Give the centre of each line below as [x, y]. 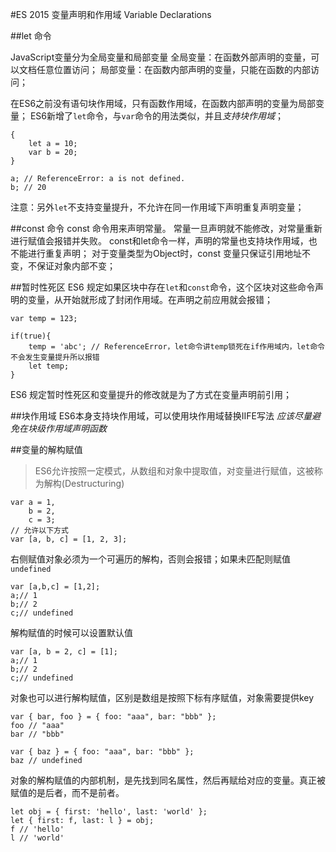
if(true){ [31, 336]
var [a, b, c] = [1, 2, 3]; [69, 539]
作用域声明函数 [75, 428]
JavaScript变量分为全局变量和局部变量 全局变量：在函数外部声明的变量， [161, 57]
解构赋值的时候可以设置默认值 [71, 632]
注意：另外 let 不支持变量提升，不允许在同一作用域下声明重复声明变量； [157, 207]
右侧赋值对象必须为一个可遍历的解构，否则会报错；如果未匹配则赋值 [150, 559]
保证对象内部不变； [76, 266]
